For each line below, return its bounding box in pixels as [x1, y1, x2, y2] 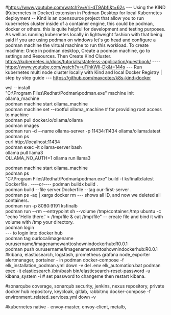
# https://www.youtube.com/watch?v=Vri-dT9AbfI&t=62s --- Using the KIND [5, 5, 166, 10]
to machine [5, 112, 29, 118]
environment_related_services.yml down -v [5, 294, 96, 300]
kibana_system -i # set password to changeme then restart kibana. [5, 273, 146, 279]
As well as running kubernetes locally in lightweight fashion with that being [5, 32, 163, 37]
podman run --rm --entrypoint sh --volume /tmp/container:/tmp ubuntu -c [5, 208, 161, 214]
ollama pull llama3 [5, 150, 43, 155]
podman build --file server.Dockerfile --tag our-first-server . [5, 187, 132, 193]
